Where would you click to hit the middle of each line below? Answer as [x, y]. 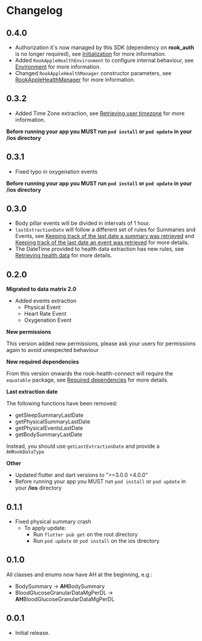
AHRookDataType [25, 452]
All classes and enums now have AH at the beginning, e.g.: [79, 574]
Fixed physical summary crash [53, 522]
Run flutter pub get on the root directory [85, 534]
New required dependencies [43, 362]
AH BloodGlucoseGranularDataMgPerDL [65, 599]
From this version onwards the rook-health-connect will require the [90, 374]
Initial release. [32, 633]
